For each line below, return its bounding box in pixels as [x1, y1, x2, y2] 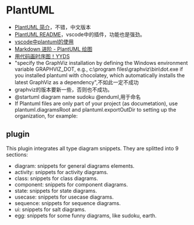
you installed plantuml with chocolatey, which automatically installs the [14, 71, 185, 79]
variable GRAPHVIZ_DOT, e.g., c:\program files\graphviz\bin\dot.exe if [14, 65, 183, 72]
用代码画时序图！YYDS [14, 53, 70, 60]
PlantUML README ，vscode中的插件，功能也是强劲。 [14, 30, 145, 38]
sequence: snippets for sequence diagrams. [14, 199, 121, 206]
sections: [6, 151, 28, 158]
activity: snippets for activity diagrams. [14, 168, 109, 175]
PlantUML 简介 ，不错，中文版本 [14, 23, 91, 30]
